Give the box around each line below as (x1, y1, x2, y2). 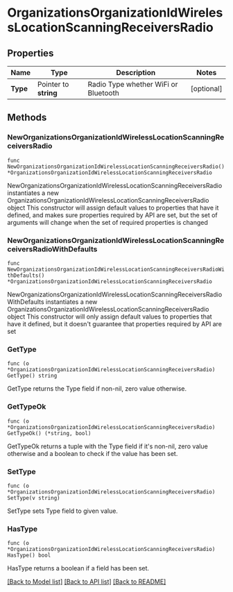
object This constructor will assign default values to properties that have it (7, 203, 219, 212)
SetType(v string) (7, 494, 60, 501)
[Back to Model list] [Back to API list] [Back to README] (7, 577, 166, 586)
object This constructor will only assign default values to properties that (7, 312, 213, 321)
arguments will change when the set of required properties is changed (7, 218, 208, 226)
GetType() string (7, 373, 58, 380)
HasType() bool (7, 552, 51, 559)
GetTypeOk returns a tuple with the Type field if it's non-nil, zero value (7, 442, 208, 450)
